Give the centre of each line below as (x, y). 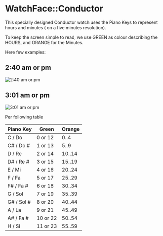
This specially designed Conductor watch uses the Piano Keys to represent (81, 22)
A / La (14, 210)
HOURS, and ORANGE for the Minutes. (44, 42)
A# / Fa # (18, 218)
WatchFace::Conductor (54, 9)
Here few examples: (25, 52)
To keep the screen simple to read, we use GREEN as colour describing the (81, 37)
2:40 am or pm (28, 68)
